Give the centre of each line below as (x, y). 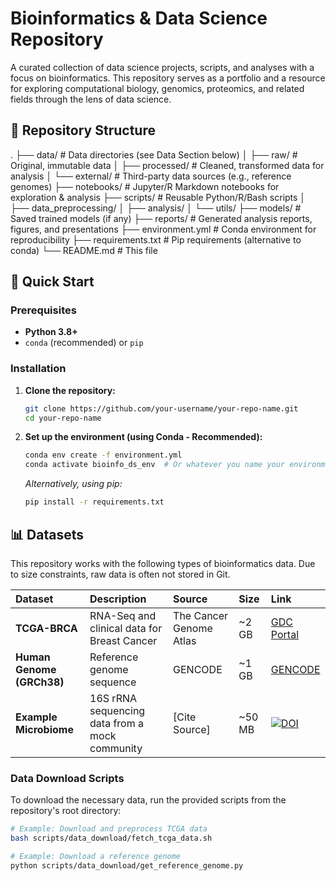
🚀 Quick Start (52, 282)
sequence (113, 682)
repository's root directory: (66, 811)
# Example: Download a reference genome (96, 856)
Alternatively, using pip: (73, 484)
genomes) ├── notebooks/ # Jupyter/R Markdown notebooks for (145, 186)
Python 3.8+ (51, 332)
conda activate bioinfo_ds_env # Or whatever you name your (155, 465)
